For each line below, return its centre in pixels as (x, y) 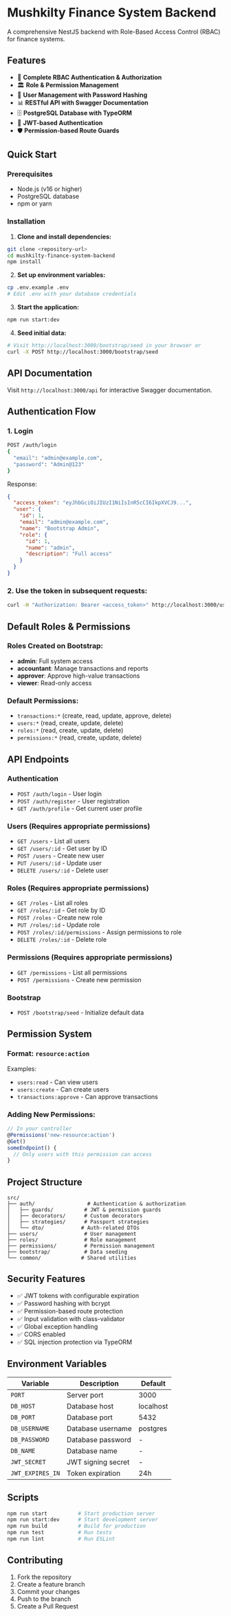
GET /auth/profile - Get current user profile (79, 808)
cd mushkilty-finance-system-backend (61, 256)
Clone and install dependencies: (64, 236)
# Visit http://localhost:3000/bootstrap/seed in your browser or (104, 345)
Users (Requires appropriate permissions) (79, 826)
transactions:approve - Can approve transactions (87, 1096)
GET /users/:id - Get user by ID (62, 849)
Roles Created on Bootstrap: (55, 646)
